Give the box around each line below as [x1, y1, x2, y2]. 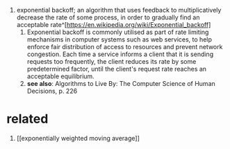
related [6, 111, 49, 127]
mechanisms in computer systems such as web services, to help [26, 35, 213, 44]
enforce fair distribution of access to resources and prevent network [26, 43, 223, 51]
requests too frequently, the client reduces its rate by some [26, 58, 197, 65]
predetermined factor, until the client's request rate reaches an [26, 65, 206, 73]
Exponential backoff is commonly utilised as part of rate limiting [26, 28, 209, 36]
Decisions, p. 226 [26, 87, 78, 95]
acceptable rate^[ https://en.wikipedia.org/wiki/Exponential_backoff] [16, 21, 211, 28]
